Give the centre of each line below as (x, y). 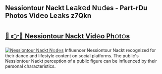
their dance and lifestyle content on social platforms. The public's (72, 56)
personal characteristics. (30, 66)
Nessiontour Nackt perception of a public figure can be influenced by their (81, 61)
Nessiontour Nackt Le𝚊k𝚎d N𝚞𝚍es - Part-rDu (76, 8)
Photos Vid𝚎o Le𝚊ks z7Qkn (48, 16)
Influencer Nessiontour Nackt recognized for (110, 50)
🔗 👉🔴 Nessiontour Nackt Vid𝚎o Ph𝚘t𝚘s (68, 36)
